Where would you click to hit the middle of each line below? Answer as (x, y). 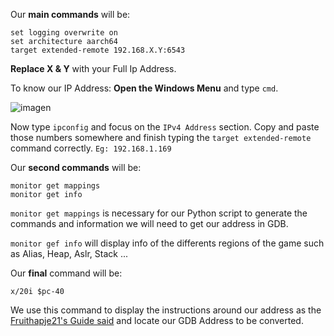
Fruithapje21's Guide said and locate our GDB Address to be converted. (157, 320)
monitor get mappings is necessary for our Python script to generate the (159, 213)
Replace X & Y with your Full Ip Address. (93, 68)
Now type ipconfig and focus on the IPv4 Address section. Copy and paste (165, 127)
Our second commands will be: (76, 167)
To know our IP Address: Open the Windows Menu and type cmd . (144, 88)
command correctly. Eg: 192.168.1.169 (91, 148)
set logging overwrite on (64, 33)
